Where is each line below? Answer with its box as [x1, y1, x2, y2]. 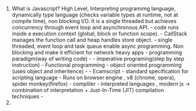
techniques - [11, 93, 43, 100]
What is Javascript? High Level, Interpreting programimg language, [11, 5, 176, 12]
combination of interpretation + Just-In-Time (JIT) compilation [11, 87, 165, 93]
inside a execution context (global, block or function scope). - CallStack [11, 30, 188, 37]
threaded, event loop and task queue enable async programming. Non [11, 43, 184, 50]
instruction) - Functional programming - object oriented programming [11, 61, 182, 68]
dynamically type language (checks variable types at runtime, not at [11, 11, 178, 18]
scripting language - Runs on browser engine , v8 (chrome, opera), [11, 74, 176, 81]
